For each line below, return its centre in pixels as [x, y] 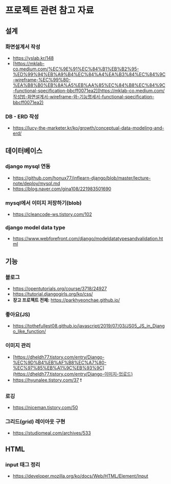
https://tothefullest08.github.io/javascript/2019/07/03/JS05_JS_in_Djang [89, 326]
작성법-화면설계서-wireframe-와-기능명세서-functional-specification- [83, 96]
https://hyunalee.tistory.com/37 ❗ [47, 380]
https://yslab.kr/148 [33, 58]
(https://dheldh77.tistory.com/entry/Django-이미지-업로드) [73, 374]
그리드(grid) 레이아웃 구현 [35, 421]
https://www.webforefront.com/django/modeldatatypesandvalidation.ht [88, 239]
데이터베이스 [24, 151]
